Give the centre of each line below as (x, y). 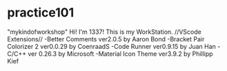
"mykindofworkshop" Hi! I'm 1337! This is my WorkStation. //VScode (104, 32)
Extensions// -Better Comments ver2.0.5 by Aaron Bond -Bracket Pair (106, 39)
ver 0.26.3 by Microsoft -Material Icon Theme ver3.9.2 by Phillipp (120, 54)
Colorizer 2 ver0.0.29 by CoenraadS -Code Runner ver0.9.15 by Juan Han (111, 46)
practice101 (41, 13)
